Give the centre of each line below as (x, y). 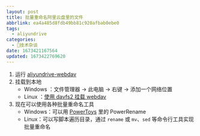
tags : (13, 28)
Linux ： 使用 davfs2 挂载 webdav (65, 96)
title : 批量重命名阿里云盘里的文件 (45, 17)
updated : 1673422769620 (36, 56)
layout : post (23, 12)
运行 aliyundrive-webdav (46, 74)
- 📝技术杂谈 (25, 46)
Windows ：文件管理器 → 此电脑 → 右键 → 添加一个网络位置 (98, 89)
